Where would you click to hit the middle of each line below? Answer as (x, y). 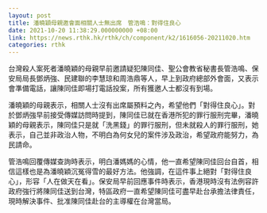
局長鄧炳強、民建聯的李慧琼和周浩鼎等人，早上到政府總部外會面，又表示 (140, 78)
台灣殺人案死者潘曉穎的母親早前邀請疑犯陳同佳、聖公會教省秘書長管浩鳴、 (130, 69)
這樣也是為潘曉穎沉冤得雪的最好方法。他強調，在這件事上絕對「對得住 (130, 172)
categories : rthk (37, 45)
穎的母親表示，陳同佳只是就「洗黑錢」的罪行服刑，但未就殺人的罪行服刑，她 (133, 125)
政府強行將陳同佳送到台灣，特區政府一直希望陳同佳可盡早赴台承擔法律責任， (133, 192)
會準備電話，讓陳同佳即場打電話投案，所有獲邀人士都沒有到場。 (112, 89)
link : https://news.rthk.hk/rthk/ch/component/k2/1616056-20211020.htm (129, 38)
